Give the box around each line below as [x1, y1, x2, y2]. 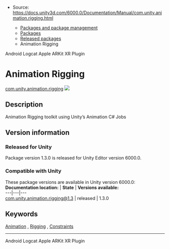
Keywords [5, 210, 38, 219]
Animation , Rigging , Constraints [5, 223, 74, 229]
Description [5, 101, 43, 109]
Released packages [20, 35, 62, 41]
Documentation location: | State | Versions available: [5, 184, 119, 190]
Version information [5, 128, 70, 137]
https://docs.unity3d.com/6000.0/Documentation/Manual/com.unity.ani [12, 10, 162, 16]
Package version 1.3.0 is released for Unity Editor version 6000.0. [5, 155, 142, 161]
